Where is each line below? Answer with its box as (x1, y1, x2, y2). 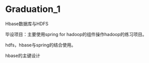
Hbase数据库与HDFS (5, 20, 49, 26)
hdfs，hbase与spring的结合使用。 (5, 41, 76, 48)
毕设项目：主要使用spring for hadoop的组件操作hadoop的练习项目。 (5, 31, 147, 37)
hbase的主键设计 (5, 52, 40, 58)
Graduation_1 (5, 3, 61, 15)
